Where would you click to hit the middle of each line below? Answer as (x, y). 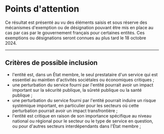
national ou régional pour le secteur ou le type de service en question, (82, 121)
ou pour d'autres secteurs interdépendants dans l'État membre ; (77, 126)
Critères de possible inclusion (51, 63)
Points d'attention (42, 9)
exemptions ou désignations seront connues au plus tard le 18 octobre (76, 38)
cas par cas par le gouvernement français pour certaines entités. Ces (75, 33)
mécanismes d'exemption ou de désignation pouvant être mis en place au (79, 27)
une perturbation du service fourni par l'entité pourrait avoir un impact (83, 85)
